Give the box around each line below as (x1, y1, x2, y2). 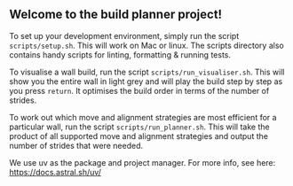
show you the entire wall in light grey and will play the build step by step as (9, 75, 283, 87)
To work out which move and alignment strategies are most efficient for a (9, 112, 277, 122)
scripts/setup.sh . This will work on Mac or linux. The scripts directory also (9, 40, 284, 50)
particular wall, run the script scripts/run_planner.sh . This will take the (9, 121, 270, 132)
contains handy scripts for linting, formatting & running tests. (9, 49, 231, 60)
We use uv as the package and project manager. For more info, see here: (9, 157, 276, 167)
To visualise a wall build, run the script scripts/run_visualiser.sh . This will (9, 66, 285, 77)
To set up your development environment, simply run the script (9, 30, 240, 41)
